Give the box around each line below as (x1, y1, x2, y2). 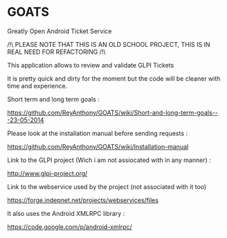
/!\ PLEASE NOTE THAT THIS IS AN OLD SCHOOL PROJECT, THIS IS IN (7, 40, 210, 48)
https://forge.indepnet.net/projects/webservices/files (7, 196, 159, 204)
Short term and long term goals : (7, 95, 100, 103)
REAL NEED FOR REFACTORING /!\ (7, 48, 106, 56)
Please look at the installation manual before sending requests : (7, 129, 188, 137)
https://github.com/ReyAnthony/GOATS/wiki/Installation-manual (7, 142, 189, 150)
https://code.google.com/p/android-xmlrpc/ (7, 222, 133, 231)
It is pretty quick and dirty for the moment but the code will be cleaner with (7, 74, 221, 83)
